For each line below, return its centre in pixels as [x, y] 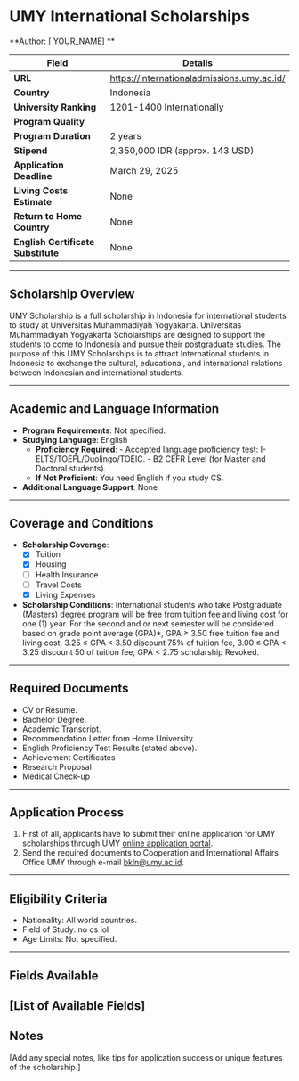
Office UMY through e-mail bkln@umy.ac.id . [103, 863]
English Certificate [54, 242]
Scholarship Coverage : [65, 545]
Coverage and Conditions [81, 523]
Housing [51, 564]
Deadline [33, 176]
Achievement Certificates [69, 757]
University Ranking [55, 107]
